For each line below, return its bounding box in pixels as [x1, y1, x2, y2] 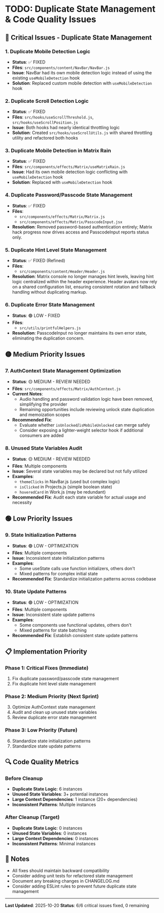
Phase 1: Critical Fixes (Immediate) [5, 664, 89, 671]
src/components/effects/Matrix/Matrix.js [19, 214, 105, 219]
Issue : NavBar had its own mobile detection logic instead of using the [12, 69, 152, 75]
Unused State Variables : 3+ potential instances [12, 791, 108, 797]
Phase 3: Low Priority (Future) [5, 727, 78, 733]
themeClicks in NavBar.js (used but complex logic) [19, 479, 120, 485]
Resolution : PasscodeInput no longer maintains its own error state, [12, 330, 147, 336]
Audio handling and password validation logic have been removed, [19, 396, 154, 402]
